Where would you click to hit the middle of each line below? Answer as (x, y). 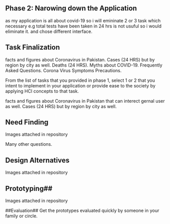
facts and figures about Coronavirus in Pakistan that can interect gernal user (85, 101)
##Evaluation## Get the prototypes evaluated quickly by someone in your (82, 211)
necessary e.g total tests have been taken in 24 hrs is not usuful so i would (83, 26)
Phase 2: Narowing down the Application (71, 8)
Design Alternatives (37, 160)
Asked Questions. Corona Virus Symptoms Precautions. (63, 70)
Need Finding (27, 122)
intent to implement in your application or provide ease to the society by (80, 85)
